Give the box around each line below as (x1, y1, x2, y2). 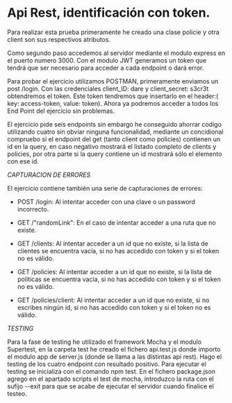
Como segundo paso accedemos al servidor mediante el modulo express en (7, 49, 226, 57)
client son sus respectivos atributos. (7, 35, 111, 43)
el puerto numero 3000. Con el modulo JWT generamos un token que (7, 56, 207, 64)
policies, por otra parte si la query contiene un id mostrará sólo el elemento (7, 150, 222, 158)
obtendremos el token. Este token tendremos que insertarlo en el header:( (7, 92, 219, 100)
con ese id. (7, 157, 40, 165)
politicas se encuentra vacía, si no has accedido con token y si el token (17, 275, 221, 283)
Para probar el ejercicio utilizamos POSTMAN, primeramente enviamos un (7, 77, 219, 85)
